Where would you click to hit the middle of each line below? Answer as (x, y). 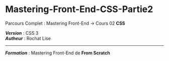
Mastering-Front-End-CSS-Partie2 (79, 9)
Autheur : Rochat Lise (28, 38)
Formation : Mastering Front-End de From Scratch (58, 53)
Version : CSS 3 (22, 33)
